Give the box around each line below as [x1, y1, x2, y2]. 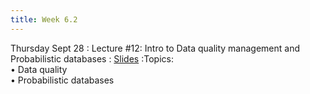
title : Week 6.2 [10, 14, 78, 25]
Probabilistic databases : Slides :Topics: [10, 52, 174, 65]
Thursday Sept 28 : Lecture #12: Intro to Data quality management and [10, 42, 301, 54]
